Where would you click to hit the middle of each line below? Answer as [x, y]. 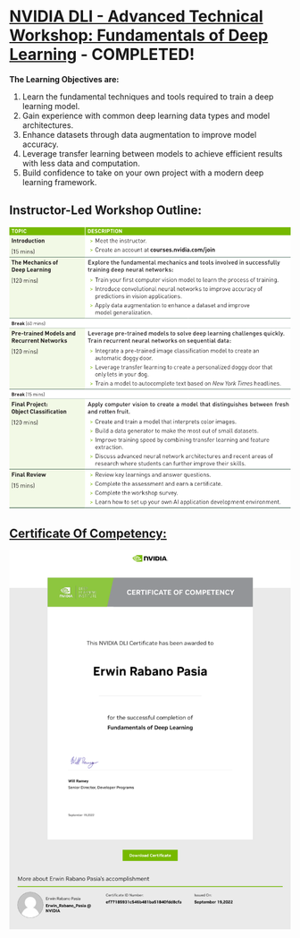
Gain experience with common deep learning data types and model [146, 115]
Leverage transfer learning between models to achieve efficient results [152, 153]
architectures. [48, 125]
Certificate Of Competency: [88, 533]
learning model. [51, 106]
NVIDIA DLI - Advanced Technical [136, 17]
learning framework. [59, 182]
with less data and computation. [81, 163]
